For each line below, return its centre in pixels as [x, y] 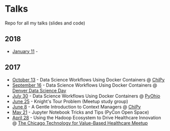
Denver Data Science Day [39, 90]
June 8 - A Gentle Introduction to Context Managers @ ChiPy [76, 107]
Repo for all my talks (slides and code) [45, 23]
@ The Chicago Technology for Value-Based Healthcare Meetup [80, 123]
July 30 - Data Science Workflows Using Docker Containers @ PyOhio [86, 96]
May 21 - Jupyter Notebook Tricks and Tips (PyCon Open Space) [80, 112]
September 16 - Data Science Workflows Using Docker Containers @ [85, 85]
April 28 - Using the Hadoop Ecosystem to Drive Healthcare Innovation [87, 117]
